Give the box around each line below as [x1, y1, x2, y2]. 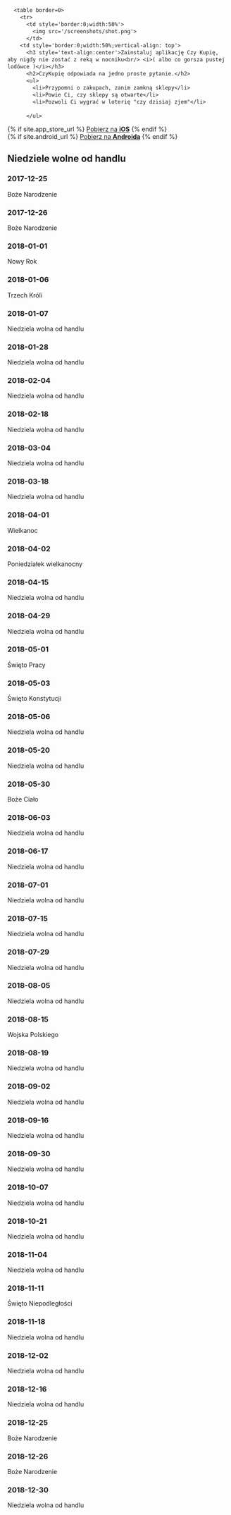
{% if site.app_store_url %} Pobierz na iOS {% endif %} [7, 125, 168, 133]
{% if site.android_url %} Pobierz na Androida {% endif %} [7, 133, 178, 140]
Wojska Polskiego [7, 1031, 58, 1039]
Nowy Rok [7, 257, 37, 266]
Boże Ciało [7, 795, 39, 804]
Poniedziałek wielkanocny [7, 560, 83, 568]
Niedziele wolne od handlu [7, 153, 126, 165]
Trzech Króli [7, 290, 43, 299]
